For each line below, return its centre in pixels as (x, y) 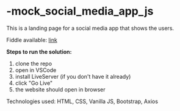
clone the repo (34, 63)
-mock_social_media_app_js (80, 11)
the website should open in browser (60, 89)
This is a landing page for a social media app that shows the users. (90, 28)
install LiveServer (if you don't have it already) (73, 76)
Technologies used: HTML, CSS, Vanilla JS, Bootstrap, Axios (82, 101)
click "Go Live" (34, 83)
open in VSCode (36, 70)
